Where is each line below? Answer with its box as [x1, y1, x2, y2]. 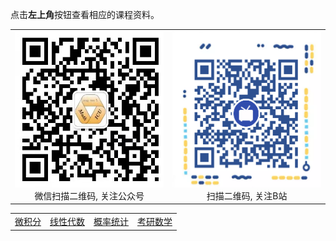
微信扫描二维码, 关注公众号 [34, 189, 145, 202]
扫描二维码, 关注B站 [206, 189, 288, 202]
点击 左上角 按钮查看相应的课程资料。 [10, 9, 160, 20]
